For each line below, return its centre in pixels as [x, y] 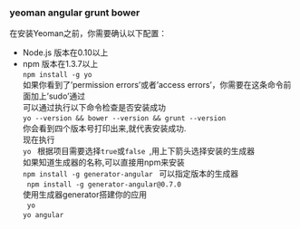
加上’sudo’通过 [58, 96]
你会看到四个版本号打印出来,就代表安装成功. [104, 129]
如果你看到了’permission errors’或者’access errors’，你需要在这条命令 [153, 85]
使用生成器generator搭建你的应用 [85, 195]
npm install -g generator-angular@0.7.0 [104, 185]
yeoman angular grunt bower [75, 13]
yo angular [43, 215]
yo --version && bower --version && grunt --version [124, 119]
